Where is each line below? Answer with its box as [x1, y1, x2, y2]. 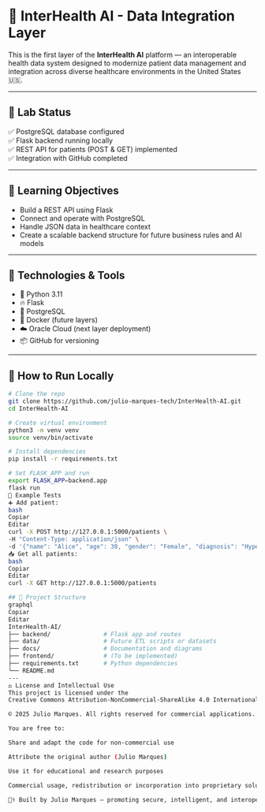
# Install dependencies [8, 448, 87, 456]
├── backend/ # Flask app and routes [8, 630, 181, 638]
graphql [8, 601, 34, 609]
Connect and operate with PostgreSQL [19, 213, 146, 223]
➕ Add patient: [8, 498, 59, 507]
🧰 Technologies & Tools [8, 268, 125, 282]
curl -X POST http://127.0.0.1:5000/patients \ [8, 528, 168, 536]
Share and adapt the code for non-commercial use [8, 739, 175, 747]
